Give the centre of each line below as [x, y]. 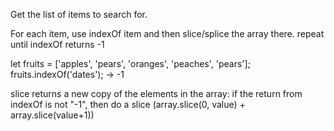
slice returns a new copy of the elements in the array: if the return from [156, 93]
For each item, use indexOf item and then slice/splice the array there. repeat [167, 33]
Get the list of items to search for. [79, 14]
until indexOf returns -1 [57, 44]
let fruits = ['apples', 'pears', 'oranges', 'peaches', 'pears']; [130, 63]
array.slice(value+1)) [52, 115]
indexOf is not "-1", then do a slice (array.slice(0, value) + [128, 104]
